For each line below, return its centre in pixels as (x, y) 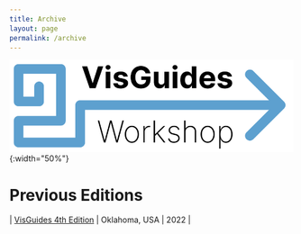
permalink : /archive (48, 38)
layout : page (34, 28)
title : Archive (38, 19)
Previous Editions (76, 195)
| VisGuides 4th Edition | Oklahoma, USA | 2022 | (100, 220)
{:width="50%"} (39, 158)
